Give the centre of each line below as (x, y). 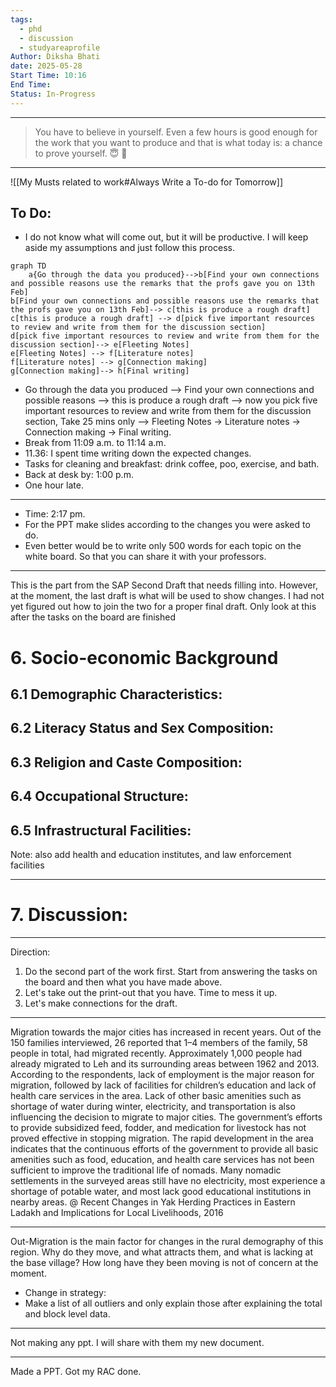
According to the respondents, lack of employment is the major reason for (162, 1074)
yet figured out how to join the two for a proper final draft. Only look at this (163, 607)
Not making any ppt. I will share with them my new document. (137, 1342)
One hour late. (54, 485)
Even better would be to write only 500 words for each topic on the (163, 546)
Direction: (30, 952)
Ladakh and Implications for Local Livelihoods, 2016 (117, 1212)
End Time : (31, 85)
